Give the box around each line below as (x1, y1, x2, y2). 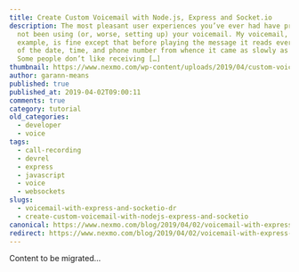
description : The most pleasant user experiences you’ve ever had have (9, 21, 280, 30)
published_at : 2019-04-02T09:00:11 (9, 87, 141, 96)
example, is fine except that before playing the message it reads (17, 37, 273, 47)
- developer (17, 121, 62, 130)
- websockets (17, 187, 66, 196)
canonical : (9, 220, 50, 229)
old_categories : (9, 112, 69, 121)
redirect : (9, 228, 46, 237)
